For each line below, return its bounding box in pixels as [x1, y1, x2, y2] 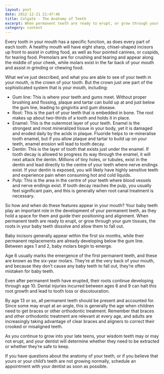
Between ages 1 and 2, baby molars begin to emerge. [5, 243, 113, 249]
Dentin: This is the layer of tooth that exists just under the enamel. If [12, 146, 149, 152]
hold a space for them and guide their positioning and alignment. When [5, 213, 148, 219]
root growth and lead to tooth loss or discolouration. [5, 288, 110, 294]
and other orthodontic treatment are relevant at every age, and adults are [5, 313, 153, 319]
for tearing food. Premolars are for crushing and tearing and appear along [5, 54, 154, 60]
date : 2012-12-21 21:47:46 [5, 12, 60, 17]
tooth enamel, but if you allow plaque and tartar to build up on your [12, 136, 147, 142]
